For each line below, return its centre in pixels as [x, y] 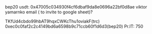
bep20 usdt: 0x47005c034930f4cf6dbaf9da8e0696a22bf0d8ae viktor [76, 7]
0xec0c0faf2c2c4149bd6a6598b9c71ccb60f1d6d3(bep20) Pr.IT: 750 [74, 26]
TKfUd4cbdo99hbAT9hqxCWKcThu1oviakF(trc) [52, 21]
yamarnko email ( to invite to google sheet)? [49, 12]
